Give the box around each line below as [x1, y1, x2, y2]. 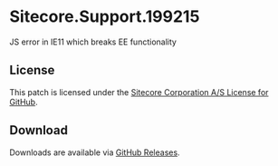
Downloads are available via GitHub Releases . [9, 147, 180, 158]
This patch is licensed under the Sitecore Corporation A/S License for [9, 86, 269, 97]
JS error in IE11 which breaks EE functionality [9, 36, 177, 47]
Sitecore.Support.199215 [9, 6, 200, 27]
